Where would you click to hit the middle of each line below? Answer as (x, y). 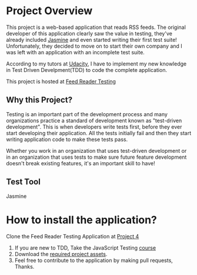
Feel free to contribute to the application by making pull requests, (94, 260)
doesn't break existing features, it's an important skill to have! (81, 163)
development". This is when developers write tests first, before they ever (94, 127)
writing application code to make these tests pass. (67, 139)
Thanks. (24, 266)
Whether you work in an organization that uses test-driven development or (96, 150)
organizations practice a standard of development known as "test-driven (94, 120)
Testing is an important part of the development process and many (87, 114)
